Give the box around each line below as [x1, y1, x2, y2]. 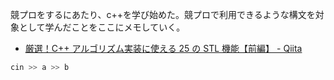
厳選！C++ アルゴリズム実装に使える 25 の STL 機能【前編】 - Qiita [24, 43, 303, 54]
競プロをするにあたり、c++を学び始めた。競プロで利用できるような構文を [10, 9, 316, 20]
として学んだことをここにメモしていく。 [18, 21, 186, 33]
